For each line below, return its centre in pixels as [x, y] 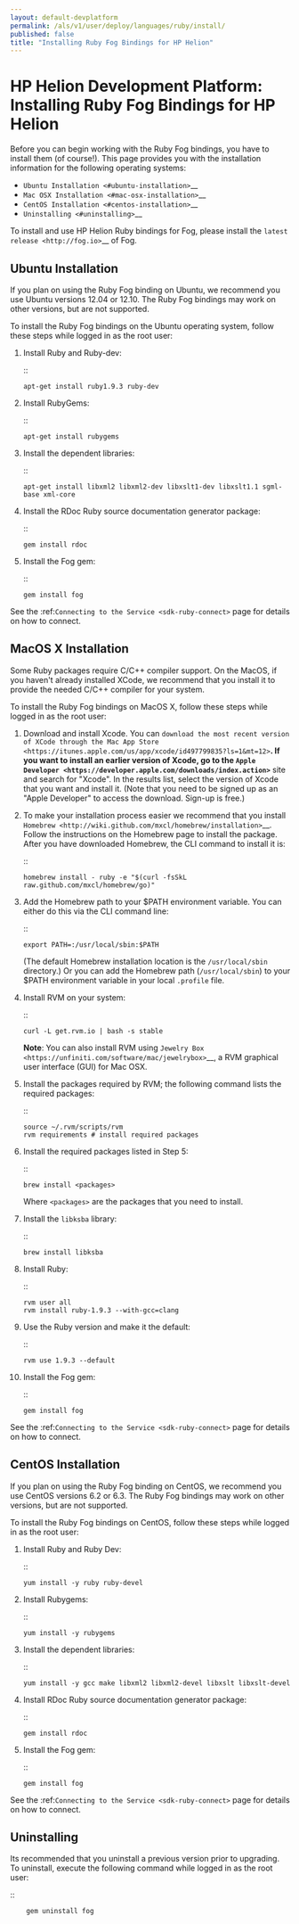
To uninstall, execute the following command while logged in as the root [141, 1868]
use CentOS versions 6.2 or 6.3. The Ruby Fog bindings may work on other [147, 1495]
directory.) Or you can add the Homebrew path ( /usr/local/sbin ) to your [157, 970]
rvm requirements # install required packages [111, 1135]
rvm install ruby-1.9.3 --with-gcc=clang [101, 1310]
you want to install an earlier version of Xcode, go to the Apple [139, 760]
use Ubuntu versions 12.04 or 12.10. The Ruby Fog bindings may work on [143, 299]
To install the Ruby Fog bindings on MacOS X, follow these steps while [139, 706]
